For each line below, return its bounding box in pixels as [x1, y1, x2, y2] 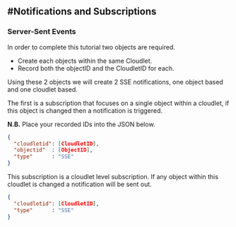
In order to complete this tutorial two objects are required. [7, 42, 175, 51]
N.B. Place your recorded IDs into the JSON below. [7, 120, 155, 128]
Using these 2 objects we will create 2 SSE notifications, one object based [7, 78, 224, 86]
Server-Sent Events [7, 27, 76, 37]
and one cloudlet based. [7, 85, 78, 94]
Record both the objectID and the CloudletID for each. [17, 63, 175, 73]
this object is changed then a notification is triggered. [7, 106, 163, 115]
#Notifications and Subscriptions [7, 6, 157, 18]
